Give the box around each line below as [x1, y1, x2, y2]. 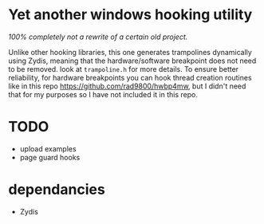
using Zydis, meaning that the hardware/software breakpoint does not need [8, 56, 257, 65]
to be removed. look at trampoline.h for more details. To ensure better [8, 64, 239, 73]
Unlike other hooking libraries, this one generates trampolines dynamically [8, 47, 253, 57]
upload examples [19, 143, 77, 153]
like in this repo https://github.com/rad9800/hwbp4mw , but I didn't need [8, 81, 246, 91]
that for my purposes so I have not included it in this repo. [8, 89, 198, 99]
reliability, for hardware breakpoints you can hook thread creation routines [8, 73, 253, 82]
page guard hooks [19, 152, 81, 162]
